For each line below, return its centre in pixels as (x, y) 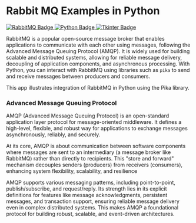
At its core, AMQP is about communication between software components (96, 146)
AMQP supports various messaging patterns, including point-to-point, (91, 183)
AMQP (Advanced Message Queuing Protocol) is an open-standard (88, 116)
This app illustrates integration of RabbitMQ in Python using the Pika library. (98, 87)
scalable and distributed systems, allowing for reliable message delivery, (94, 57)
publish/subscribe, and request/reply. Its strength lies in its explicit (87, 189)
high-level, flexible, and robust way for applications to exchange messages (97, 129)
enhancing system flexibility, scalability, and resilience (72, 171)
